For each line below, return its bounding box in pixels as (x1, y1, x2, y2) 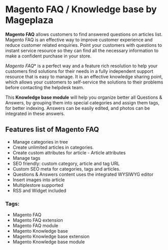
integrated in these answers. (5, 110, 65, 117)
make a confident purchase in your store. (5, 52, 92, 59)
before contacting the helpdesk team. (5, 84, 84, 90)
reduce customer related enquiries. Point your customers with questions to (5, 42, 162, 48)
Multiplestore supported (12, 182, 64, 188)
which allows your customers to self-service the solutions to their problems (5, 79, 163, 85)
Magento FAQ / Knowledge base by (5, 4, 157, 15)
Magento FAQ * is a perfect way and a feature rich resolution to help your (5, 63, 158, 69)
